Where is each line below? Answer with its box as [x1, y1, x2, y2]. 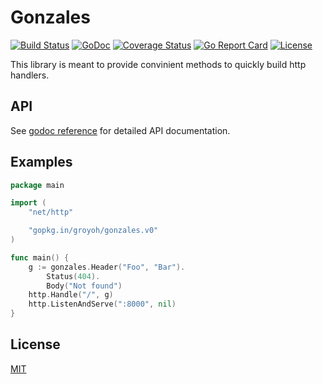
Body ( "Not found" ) [46, 281, 123, 291]
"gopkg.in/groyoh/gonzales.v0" [28, 226, 159, 236]
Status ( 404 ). [46, 271, 101, 281]
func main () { [10, 252, 70, 263]
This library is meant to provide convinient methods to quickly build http [10, 58, 307, 70]
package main [10, 180, 65, 190]
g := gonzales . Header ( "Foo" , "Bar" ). [28, 262, 186, 272]
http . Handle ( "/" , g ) [28, 290, 114, 300]
